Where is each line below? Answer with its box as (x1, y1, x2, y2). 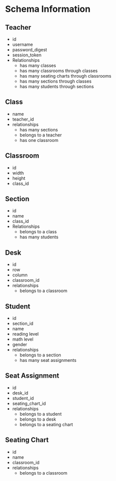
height (12, 175, 26, 181)
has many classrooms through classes (19, 68, 98, 74)
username (12, 42, 33, 47)
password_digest (12, 47, 47, 52)
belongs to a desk (19, 416, 56, 422)
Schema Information (5, 3, 91, 15)
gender (12, 342, 27, 348)
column (12, 272, 28, 278)
